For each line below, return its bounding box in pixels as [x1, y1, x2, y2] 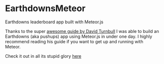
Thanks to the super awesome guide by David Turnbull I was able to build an [5, 28, 159, 34]
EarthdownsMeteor [5, 3, 86, 14]
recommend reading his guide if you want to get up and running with [5, 38, 143, 44]
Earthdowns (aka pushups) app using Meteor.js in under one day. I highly [5, 33, 153, 39]
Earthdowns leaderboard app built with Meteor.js [5, 19, 104, 25]
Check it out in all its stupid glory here [5, 53, 82, 59]
